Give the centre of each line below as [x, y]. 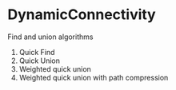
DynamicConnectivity [82, 15]
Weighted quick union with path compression [94, 77]
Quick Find [37, 52]
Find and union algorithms [50, 37]
